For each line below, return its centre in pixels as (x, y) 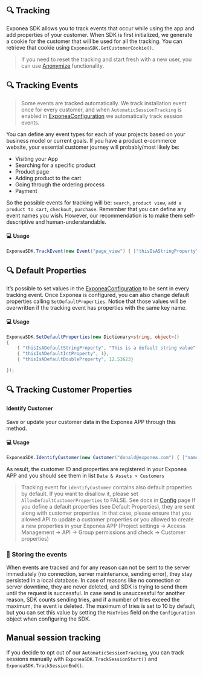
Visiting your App (37, 158)
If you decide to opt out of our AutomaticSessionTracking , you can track (95, 652)
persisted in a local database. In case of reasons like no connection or (93, 580)
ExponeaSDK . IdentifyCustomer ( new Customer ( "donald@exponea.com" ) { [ (96, 457)
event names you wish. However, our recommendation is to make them (95, 215)
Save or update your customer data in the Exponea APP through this (91, 422)
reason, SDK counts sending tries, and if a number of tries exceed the (93, 599)
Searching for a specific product (55, 165)
